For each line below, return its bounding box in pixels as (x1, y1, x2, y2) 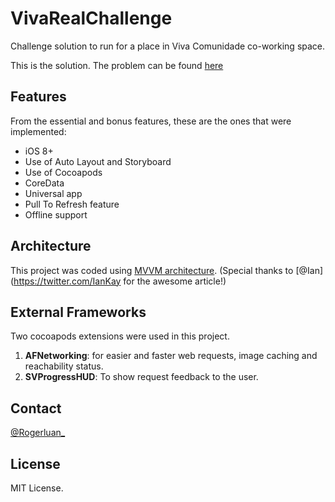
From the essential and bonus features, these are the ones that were (10, 115, 292, 127)
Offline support (24, 208, 88, 221)
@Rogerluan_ (10, 427, 66, 439)
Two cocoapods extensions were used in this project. (10, 330, 230, 342)
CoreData (24, 177, 65, 189)
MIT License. (10, 482, 64, 494)
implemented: (10, 125, 67, 137)
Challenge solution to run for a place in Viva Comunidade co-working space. (10, 40, 326, 52)
